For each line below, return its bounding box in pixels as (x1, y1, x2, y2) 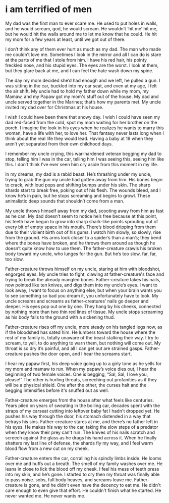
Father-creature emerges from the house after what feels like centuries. (5, 397, 154, 403)
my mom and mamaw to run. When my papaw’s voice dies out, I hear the (5, 366, 156, 372)
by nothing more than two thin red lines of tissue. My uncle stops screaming (5, 309, 163, 315)
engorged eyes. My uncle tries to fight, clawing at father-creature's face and (5, 271, 164, 277)
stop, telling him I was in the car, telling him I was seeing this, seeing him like (5, 156, 164, 162)
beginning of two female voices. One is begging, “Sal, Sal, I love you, (5, 371, 148, 377)
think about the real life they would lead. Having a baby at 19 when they (5, 135, 154, 141)
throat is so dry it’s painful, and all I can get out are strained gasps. (5, 345, 144, 351)
